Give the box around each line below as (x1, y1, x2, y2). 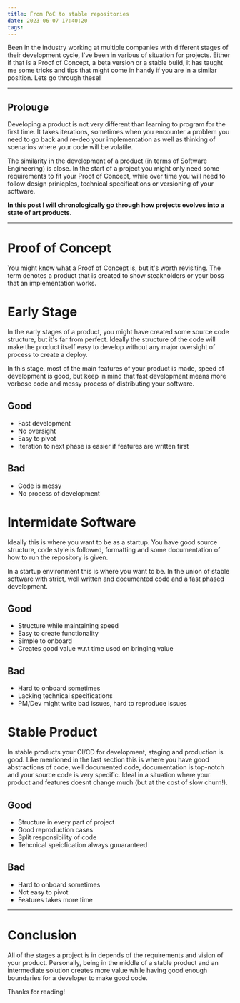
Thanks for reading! (7, 987, 66, 996)
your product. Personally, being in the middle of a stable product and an (7, 958, 219, 967)
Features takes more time (17, 895, 93, 904)
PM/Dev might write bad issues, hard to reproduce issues (17, 699, 187, 708)
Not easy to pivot (17, 887, 69, 897)
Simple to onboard (17, 637, 73, 645)
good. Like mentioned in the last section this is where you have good (7, 755, 209, 764)
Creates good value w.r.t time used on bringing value (17, 644, 174, 653)
